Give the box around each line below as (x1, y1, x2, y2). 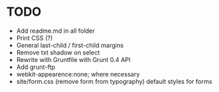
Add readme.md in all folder (16, 27, 95, 35)
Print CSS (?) (16, 33, 53, 42)
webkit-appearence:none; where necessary (16, 70, 140, 78)
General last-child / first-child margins (16, 41, 124, 49)
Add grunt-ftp (16, 63, 55, 71)
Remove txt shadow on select (16, 48, 100, 57)
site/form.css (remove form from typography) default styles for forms (16, 77, 213, 85)
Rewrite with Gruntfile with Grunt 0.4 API (16, 55, 131, 63)
